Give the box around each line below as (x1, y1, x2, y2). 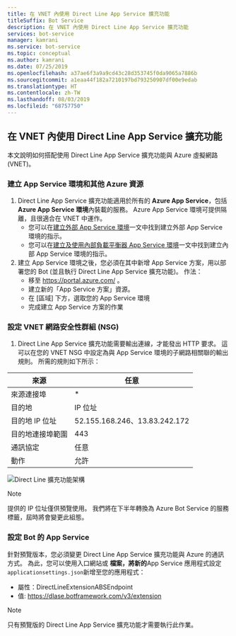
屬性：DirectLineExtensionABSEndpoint (17, 582, 133, 591)
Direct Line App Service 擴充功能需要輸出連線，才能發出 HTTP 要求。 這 (17, 339, 228, 348)
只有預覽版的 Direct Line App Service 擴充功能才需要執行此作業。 (7, 620, 198, 629)
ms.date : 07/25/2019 (7, 63, 69, 70)
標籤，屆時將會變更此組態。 (7, 513, 88, 521)
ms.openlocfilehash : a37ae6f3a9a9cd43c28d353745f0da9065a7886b (7, 69, 198, 76)
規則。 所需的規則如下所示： (17, 357, 100, 365)
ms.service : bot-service (7, 43, 81, 50)
